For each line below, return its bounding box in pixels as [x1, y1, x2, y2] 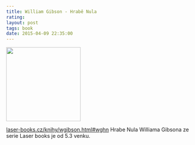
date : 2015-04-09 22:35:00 [6, 31, 73, 37]
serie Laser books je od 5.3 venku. [6, 133, 90, 140]
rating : [6, 14, 26, 20]
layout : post [6, 20, 39, 25]
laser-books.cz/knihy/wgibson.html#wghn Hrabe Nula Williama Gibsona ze [6, 126, 189, 133]
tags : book [6, 25, 33, 31]
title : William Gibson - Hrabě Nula [6, 8, 97, 15]
